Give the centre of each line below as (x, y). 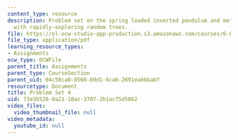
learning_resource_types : (45, 47)
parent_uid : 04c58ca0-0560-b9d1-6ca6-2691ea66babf (84, 80)
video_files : (27, 106)
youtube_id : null (39, 126)
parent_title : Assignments (47, 66)
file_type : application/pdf (49, 40)
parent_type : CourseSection (49, 73)
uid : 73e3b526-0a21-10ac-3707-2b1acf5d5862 (73, 100)
